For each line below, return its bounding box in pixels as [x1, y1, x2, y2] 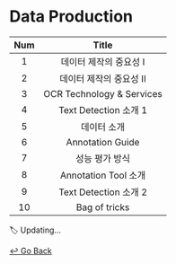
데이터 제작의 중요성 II [59, 72, 146, 84]
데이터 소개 [80, 120, 126, 133]
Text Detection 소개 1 [57, 103, 148, 116]
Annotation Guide [66, 136, 140, 148]
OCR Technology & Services [43, 87, 163, 100]
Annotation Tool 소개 [59, 169, 146, 181]
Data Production [9, 6, 133, 27]
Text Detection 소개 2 [57, 186, 148, 198]
